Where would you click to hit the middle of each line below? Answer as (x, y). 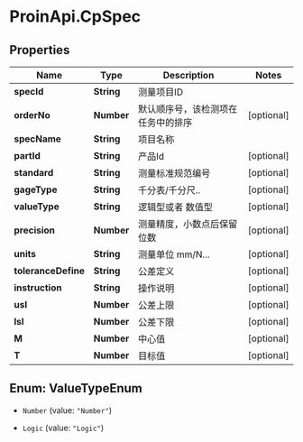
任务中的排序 (165, 122)
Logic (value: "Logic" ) (63, 428)
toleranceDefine (50, 271)
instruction (38, 288)
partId (27, 156)
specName (37, 139)
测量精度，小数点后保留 (188, 224)
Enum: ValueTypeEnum (76, 388)
